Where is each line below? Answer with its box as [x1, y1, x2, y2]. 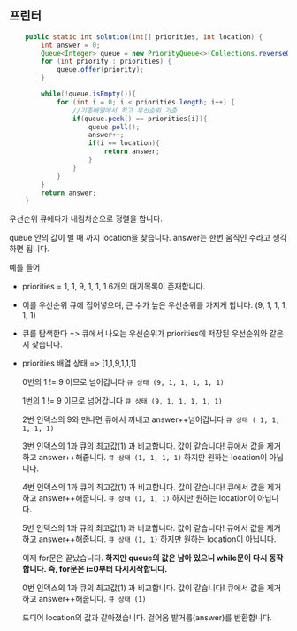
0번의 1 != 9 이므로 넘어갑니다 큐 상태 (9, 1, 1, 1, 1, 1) [21, 377, 225, 388]
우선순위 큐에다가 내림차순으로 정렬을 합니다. [9, 213, 164, 224]
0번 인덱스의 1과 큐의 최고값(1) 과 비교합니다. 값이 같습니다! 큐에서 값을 [21, 582, 265, 593]
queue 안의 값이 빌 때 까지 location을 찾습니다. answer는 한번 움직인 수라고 [9, 233, 271, 243]
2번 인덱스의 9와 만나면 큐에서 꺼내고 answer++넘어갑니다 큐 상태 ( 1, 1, [21, 414, 280, 425]
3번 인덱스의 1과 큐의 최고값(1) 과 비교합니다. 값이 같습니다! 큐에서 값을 [21, 441, 265, 451]
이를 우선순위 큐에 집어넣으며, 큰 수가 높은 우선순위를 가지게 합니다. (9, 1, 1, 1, [21, 300, 288, 311]
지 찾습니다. [21, 339, 64, 350]
